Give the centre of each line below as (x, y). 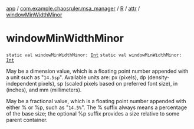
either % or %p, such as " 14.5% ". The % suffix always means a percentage (97, 107)
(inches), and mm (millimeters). (44, 90)
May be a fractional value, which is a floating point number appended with (96, 101)
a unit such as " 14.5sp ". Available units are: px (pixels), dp (76, 77)
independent (22, 83)
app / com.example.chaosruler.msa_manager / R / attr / (73, 9)
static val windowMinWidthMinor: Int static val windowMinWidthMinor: (94, 55)
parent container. (27, 120)
